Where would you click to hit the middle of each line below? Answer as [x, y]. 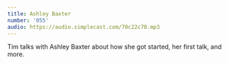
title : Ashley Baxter [39, 14]
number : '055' [28, 20]
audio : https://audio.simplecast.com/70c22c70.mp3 [84, 27]
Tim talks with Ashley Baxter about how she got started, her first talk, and [114, 47]
